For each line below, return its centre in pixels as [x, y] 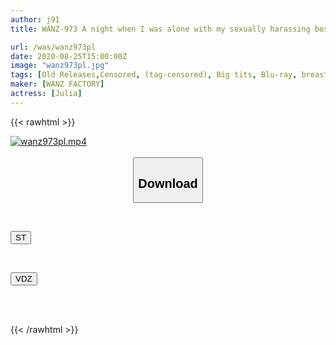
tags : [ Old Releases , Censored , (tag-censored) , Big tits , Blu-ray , [154, 75]
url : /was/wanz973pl [53, 47]
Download [168, 183]
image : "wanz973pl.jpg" [60, 66]
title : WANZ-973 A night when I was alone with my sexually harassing [160, 29]
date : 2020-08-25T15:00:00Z [69, 56]
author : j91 [35, 19]
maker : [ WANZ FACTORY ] [57, 84]
